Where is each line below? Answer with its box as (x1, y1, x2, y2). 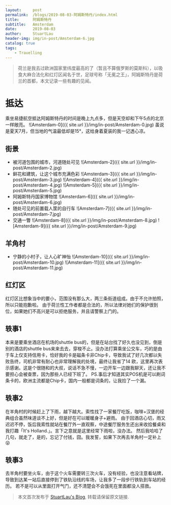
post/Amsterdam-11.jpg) (12, 265, 63, 271)
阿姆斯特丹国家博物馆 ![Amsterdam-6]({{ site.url (12, 194, 113, 200)
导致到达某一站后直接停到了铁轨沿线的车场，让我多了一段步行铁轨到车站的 (5, 476, 161, 483)
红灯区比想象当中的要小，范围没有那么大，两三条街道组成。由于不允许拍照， (5, 295, 166, 302)
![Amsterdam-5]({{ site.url (63, 182, 118, 188)
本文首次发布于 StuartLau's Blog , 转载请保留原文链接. (17, 494, 129, 500)
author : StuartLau (5, 31, 53, 36)
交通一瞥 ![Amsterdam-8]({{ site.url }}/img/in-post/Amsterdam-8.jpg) (12, 217, 157, 223)
